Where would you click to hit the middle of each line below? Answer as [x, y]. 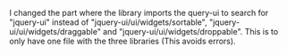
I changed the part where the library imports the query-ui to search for [139, 13]
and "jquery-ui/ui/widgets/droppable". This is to [190, 31]
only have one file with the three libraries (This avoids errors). [122, 41]
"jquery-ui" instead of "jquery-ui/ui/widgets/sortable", [108, 22]
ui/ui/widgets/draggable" [55, 31]
